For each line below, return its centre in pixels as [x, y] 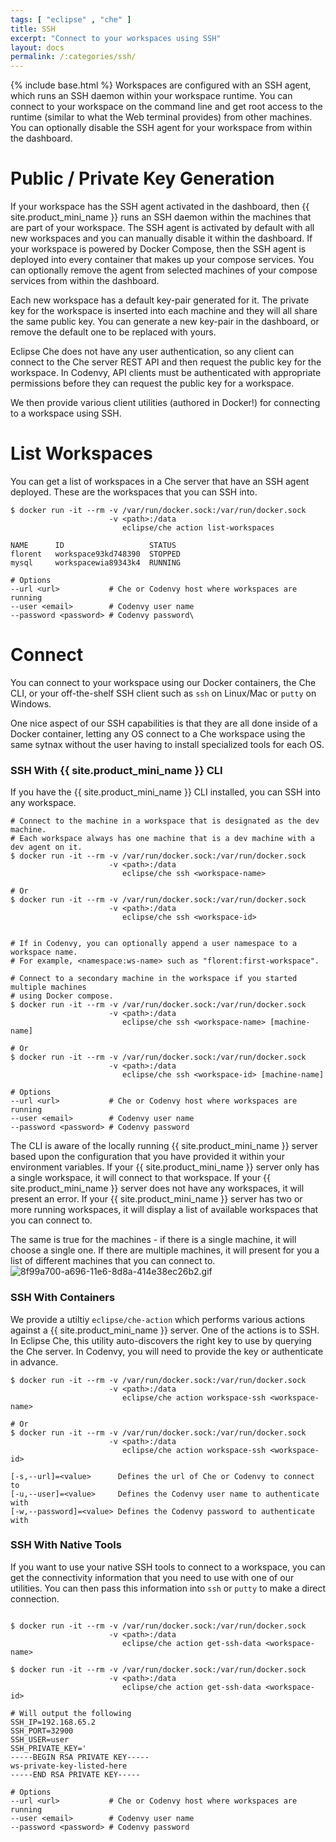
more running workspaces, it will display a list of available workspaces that [164, 1210]
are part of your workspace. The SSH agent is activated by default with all [162, 228]
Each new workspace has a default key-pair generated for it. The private [160, 300]
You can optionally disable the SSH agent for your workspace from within [161, 128]
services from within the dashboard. [85, 281]
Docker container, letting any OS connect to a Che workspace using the [158, 733]
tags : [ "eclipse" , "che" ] [71, 19]
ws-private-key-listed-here [69, 1766]
